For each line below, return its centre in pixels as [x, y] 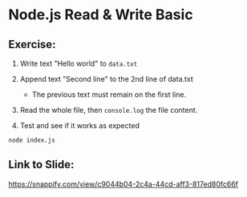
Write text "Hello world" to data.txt [79, 63]
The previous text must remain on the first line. [109, 94]
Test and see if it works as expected [80, 125]
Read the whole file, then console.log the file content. [109, 110]
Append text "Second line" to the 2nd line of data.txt [107, 79]
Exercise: [32, 44]
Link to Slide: [41, 165]
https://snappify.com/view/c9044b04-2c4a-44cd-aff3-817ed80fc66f [123, 184]
